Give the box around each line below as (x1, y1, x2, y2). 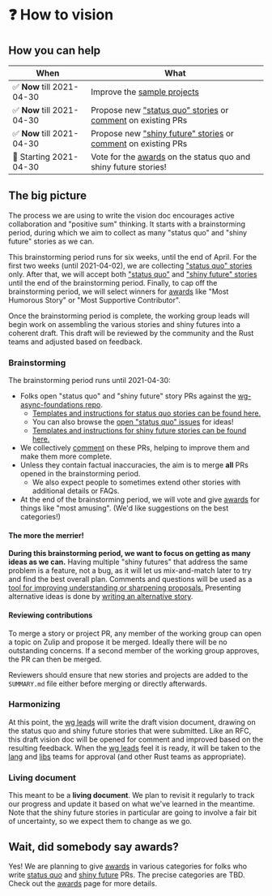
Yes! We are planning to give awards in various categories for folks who (8, 861, 248, 871)
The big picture (8, 189, 87, 203)
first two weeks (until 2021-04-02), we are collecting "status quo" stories (8, 261, 253, 270)
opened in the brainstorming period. (19, 469, 141, 479)
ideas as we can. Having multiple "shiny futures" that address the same (8, 557, 249, 567)
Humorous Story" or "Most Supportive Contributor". (8, 295, 181, 304)
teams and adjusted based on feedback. (8, 337, 143, 347)
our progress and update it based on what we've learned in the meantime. (8, 799, 255, 809)
